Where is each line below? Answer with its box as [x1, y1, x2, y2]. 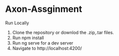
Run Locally [5, 20, 29, 26]
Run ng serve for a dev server [12, 40, 73, 46]
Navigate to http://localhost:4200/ [12, 45, 82, 51]
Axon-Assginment [5, 3, 82, 15]
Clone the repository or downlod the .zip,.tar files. [12, 29, 114, 35]
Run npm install [12, 35, 44, 41]
